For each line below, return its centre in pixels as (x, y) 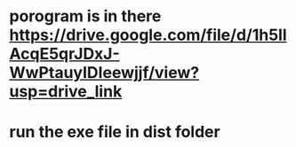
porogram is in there (85, 16)
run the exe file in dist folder (115, 132)
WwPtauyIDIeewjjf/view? (104, 73)
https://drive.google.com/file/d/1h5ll (148, 35)
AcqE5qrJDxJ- (64, 54)
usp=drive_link (66, 92)
